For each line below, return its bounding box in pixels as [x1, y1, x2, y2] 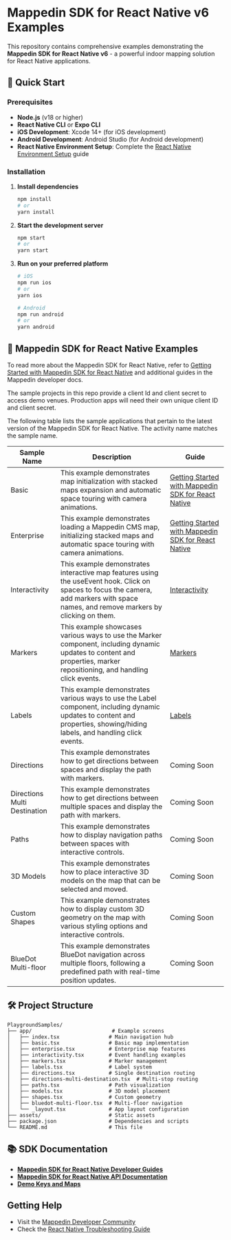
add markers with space [60, 593, 139, 603]
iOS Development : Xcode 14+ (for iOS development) [16, 127, 166, 136]
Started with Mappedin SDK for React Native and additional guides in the [7, 368, 213, 376]
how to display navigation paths [60, 830, 163, 840]
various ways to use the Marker [60, 630, 162, 640]
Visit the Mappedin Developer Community [16, 1218, 136, 1226]
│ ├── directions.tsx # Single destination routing [7, 1069, 195, 1076]
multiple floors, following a [60, 958, 146, 968]
